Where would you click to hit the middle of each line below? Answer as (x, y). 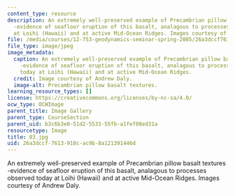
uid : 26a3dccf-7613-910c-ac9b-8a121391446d (72, 144)
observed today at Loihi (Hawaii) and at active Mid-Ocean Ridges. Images (114, 178)
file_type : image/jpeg (40, 46)
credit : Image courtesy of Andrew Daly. (73, 78)
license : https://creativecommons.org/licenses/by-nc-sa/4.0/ (100, 98)
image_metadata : (31, 53)
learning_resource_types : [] (50, 91)
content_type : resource (42, 14)
